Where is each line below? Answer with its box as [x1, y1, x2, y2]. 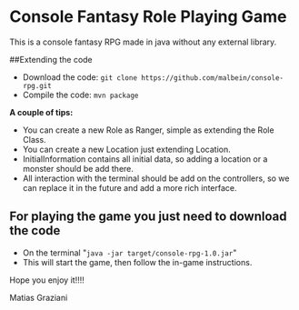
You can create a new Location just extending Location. [22, 144, 231, 155]
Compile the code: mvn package [22, 89, 139, 100]
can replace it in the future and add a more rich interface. [22, 182, 238, 193]
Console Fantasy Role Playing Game [9, 6, 287, 27]
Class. [22, 134, 47, 145]
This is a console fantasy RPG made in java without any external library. [9, 36, 277, 47]
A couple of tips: [9, 106, 74, 117]
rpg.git [22, 81, 52, 90]
